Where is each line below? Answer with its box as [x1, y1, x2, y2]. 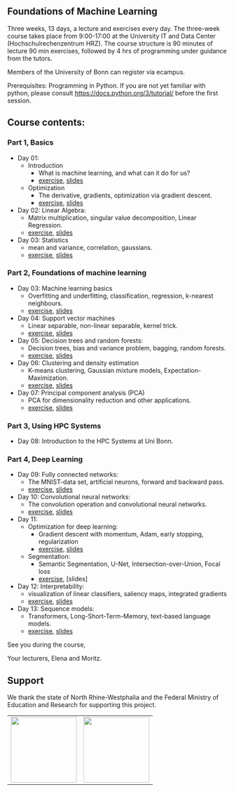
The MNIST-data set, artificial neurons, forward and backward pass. [27, 477, 225, 487]
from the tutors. [7, 54, 53, 62]
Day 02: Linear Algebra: [17, 206, 86, 214]
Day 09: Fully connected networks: [17, 470, 119, 479]
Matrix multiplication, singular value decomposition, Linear [27, 213, 197, 222]
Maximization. [27, 374, 69, 382]
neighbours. [27, 298, 63, 308]
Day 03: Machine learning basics [17, 284, 113, 292]
